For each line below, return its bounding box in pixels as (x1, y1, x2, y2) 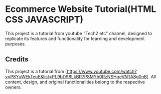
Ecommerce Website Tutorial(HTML (5, 3, 157, 15)
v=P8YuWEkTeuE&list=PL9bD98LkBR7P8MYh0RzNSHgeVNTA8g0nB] (5, 73, 149, 80)
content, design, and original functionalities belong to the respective (5, 79, 146, 85)
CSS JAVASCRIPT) (5, 14, 84, 25)
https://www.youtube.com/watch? (67, 68, 137, 74)
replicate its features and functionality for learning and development (5, 36, 145, 42)
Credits (5, 55, 29, 64)
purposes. (5, 41, 26, 47)
